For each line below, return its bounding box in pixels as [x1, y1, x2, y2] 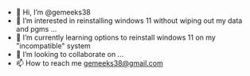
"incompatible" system [15, 41, 92, 51]
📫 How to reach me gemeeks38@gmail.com [15, 59, 163, 67]
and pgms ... [15, 25, 57, 33]
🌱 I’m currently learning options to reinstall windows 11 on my [15, 32, 217, 42]
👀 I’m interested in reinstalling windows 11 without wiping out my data [15, 16, 243, 25]
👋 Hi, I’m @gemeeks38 [15, 8, 92, 17]
